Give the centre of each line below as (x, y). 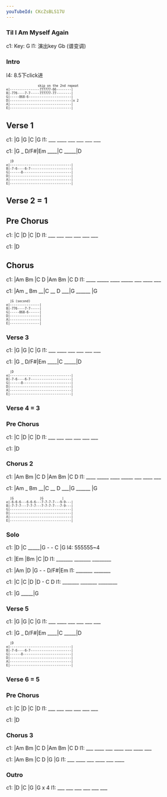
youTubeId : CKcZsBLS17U (36, 12)
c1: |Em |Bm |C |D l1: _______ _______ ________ (59, 559)
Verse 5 (17, 609)
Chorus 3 (20, 735)
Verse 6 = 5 (23, 680)
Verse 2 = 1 (27, 201)
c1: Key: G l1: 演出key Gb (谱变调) (46, 46)
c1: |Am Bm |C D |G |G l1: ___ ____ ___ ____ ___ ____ (65, 759)
